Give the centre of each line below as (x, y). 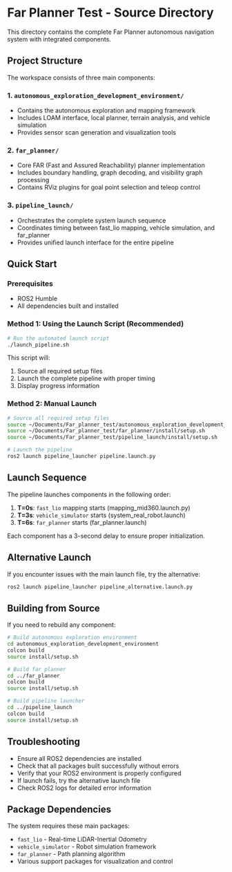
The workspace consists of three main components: (81, 77)
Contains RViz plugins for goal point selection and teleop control (108, 187)
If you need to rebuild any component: (61, 625)
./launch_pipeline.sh (38, 345)
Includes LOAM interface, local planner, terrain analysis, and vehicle (114, 118)
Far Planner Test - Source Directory (110, 13)
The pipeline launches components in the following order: (89, 494)
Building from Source (54, 608)
